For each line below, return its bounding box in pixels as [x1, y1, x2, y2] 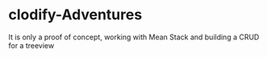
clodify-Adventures [8, 6, 143, 24]
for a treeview [8, 40, 55, 50]
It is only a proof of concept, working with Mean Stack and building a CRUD [8, 32, 260, 42]
